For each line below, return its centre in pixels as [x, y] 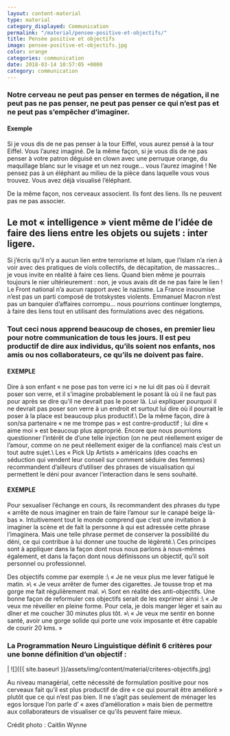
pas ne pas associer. [36, 200]
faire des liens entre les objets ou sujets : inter [107, 233]
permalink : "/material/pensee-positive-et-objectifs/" [87, 33]
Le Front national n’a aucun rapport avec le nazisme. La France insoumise [111, 290]
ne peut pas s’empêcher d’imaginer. [69, 112]
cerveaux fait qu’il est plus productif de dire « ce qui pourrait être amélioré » [115, 690]
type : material [29, 20]
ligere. [21, 244]
